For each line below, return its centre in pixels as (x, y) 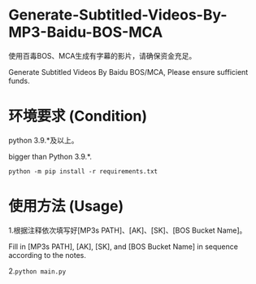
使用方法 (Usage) (66, 206)
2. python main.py (37, 271)
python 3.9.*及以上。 (43, 140)
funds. (19, 81)
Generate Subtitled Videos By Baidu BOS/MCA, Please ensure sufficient (128, 72)
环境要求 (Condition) (78, 116)
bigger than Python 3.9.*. (50, 156)
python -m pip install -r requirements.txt (83, 171)
